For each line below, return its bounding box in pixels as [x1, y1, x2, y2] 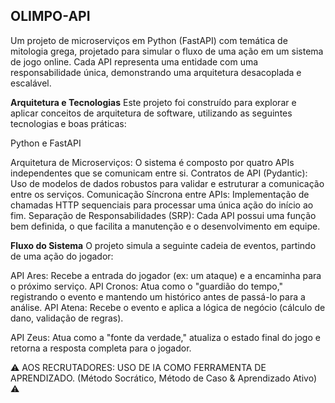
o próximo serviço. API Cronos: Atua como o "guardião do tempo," [10, 280, 284, 292]
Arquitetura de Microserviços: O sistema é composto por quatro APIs [10, 156, 295, 168]
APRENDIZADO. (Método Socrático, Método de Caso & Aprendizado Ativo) [10, 372, 318, 384]
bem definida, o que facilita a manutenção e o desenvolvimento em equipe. [10, 220, 321, 232]
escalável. [10, 77, 52, 89]
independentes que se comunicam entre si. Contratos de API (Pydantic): [10, 167, 308, 179]
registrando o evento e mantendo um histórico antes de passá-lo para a [10, 290, 306, 303]
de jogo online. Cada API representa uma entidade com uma [10, 55, 259, 68]
